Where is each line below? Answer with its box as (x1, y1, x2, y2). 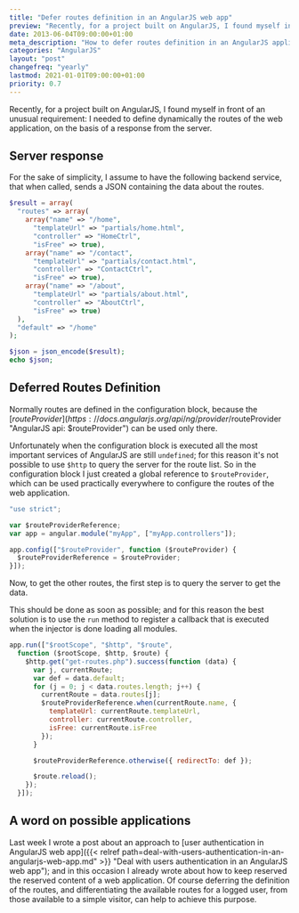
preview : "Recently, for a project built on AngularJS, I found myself (9, 21, 280, 30)
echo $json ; (9, 355, 53, 365)
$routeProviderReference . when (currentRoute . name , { (41, 698, 238, 708)
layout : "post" (9, 54, 66, 63)
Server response (9, 149, 104, 164)
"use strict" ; (9, 504, 62, 513)
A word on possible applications (9, 813, 191, 828)
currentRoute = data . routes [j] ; (41, 690, 162, 699)
